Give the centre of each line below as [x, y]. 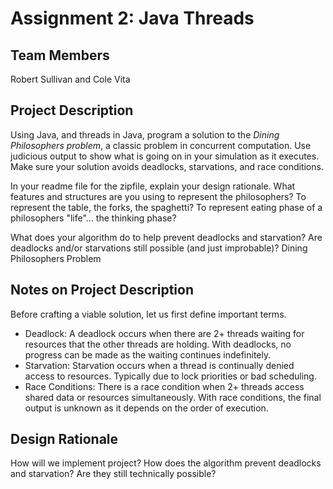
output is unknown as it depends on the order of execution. [146, 408]
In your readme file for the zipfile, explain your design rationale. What [153, 186]
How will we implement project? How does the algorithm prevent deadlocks [166, 463]
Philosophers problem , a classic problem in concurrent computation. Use [161, 145]
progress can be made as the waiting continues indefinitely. [148, 354]
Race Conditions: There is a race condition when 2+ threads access [164, 386]
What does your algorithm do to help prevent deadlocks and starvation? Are [166, 237]
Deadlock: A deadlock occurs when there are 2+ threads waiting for [164, 333]
